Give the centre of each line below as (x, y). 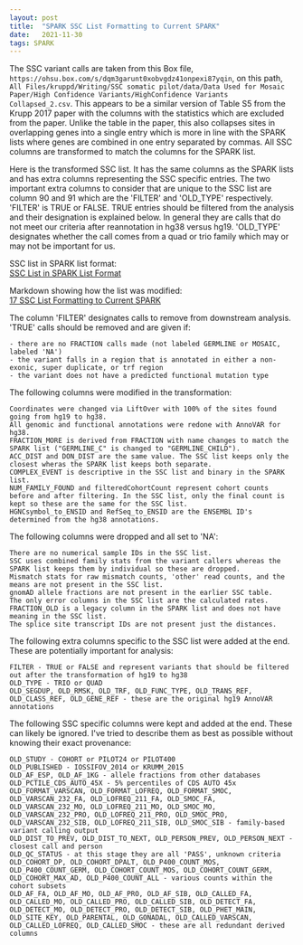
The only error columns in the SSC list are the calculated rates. (139, 601)
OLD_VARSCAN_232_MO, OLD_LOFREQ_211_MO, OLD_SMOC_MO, (113, 807)
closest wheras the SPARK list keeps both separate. (111, 465)
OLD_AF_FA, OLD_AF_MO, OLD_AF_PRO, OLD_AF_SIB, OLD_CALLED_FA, (131, 894)
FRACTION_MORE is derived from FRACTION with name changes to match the (149, 441)
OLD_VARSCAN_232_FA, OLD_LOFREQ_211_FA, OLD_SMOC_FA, (113, 799)
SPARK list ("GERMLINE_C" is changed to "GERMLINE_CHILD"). (125, 449)
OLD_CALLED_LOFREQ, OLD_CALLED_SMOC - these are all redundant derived (147, 926)
